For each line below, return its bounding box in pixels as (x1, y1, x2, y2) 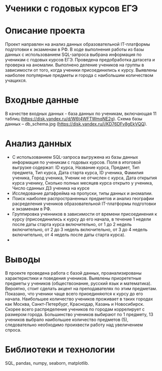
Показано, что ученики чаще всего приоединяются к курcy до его (5, 291, 144, 297)
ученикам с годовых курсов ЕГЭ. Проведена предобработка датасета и (5, 57, 155, 63)
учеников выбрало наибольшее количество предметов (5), (5, 316, 129, 322)
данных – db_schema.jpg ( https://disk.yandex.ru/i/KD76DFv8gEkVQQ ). (5, 121, 147, 127)
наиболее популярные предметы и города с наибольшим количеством (5, 73, 154, 78)
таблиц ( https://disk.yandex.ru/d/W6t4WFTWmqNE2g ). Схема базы (5, 116, 143, 122)
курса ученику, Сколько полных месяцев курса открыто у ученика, (12, 180, 153, 185)
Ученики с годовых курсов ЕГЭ (5, 3, 138, 14)
